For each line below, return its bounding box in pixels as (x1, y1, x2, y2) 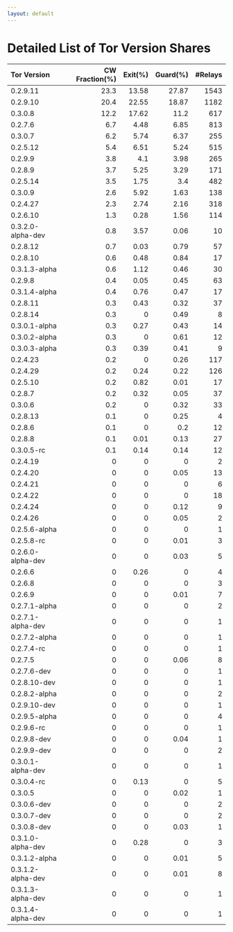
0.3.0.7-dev (10, 810, 51, 820)
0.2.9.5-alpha (10, 711, 57, 721)
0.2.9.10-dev (10, 700, 55, 710)
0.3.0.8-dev (10, 822, 51, 832)
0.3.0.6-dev (10, 799, 51, 809)
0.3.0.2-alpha (10, 332, 57, 342)
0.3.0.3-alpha (10, 343, 57, 353)
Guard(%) (155, 70, 189, 79)
